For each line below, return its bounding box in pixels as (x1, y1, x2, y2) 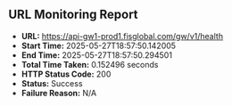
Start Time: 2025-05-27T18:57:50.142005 (21, 40, 176, 51)
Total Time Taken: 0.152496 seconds (21, 59, 159, 69)
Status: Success (21, 77, 83, 88)
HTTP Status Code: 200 (21, 69, 112, 79)
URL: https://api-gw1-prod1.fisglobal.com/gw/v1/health (21, 30, 224, 41)
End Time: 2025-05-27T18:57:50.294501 (21, 49, 173, 61)
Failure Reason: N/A (21, 87, 97, 98)
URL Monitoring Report (8, 7, 139, 22)
